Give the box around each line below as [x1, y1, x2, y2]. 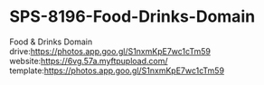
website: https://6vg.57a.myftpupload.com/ [9, 55, 168, 66]
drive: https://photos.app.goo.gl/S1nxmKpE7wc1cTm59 [9, 45, 211, 56]
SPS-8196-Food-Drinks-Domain [9, 6, 256, 27]
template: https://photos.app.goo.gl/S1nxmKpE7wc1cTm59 [9, 65, 224, 76]
